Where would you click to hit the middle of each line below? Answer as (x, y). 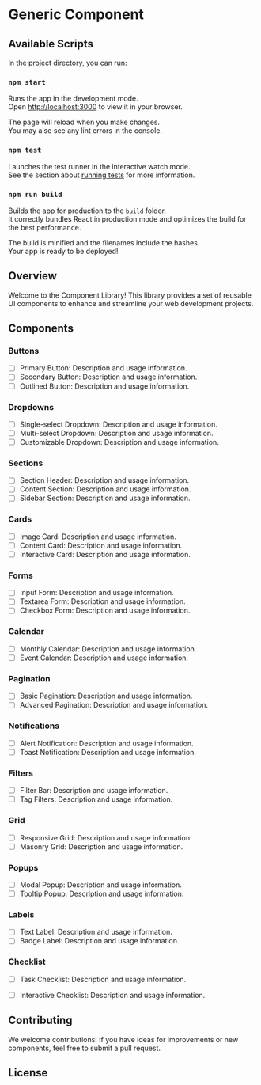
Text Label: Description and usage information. (96, 932)
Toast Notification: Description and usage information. (108, 752)
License (28, 1073)
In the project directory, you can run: (68, 63)
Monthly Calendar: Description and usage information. (108, 649)
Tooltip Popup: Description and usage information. (102, 893)
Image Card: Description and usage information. (98, 537)
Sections (26, 463)
